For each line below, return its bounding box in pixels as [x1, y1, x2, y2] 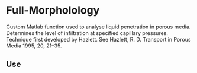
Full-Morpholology [6, 4, 100, 17]
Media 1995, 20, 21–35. [6, 42, 62, 49]
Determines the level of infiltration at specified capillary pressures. [6, 29, 169, 36]
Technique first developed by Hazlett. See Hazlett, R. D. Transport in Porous [6, 36, 191, 43]
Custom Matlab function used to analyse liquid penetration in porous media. [6, 23, 191, 30]
